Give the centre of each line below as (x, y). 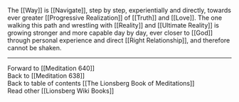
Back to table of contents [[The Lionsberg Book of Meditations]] (101, 83)
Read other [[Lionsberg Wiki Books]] (61, 91)
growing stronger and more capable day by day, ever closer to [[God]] (110, 33)
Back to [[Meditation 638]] (46, 76)
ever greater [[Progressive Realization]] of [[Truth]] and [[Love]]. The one (115, 18)
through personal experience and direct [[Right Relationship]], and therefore (119, 40)
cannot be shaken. (34, 48)
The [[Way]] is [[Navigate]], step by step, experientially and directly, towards (119, 10)
